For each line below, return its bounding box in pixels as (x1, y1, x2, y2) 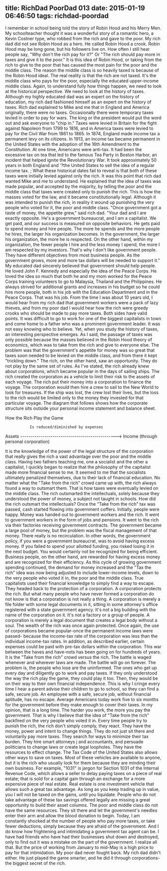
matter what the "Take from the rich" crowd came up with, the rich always (5, 480, 157, 486)
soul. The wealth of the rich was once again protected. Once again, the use (5, 622, 159, 628)
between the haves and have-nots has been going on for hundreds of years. (5, 649, 162, 655)
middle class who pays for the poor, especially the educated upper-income (5, 78, 159, 84)
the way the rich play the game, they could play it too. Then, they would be (5, 675, 158, 681)
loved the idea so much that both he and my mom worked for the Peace (5, 273, 152, 279)
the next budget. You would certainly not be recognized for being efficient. (5, 548, 158, 554)
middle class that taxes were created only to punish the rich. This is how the (5, 188, 161, 194)
